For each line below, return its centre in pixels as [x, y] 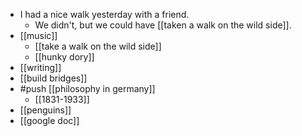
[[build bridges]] [53, 78]
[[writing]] [40, 67]
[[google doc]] [49, 120]
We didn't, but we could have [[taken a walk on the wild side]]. [163, 25]
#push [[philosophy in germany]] [87, 88]
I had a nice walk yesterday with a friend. [104, 14]
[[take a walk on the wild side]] [98, 46]
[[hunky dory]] [64, 57]
